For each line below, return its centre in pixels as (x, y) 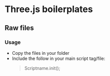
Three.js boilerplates (49, 9)
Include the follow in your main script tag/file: (58, 58)
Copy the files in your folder (40, 53)
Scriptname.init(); (42, 68)
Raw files (19, 28)
